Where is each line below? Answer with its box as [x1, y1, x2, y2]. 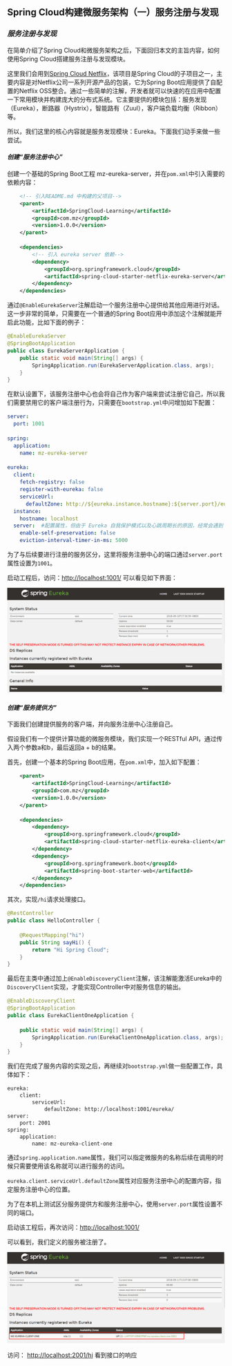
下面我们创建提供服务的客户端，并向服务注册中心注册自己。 [7, 720, 177, 729]
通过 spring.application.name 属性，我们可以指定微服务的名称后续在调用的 [7, 1153, 217, 1162]
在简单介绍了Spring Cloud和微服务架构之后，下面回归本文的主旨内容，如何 [7, 46, 220, 54]
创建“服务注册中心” [7, 153, 64, 161]
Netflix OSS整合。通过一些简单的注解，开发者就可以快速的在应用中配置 [19, 86, 222, 95]
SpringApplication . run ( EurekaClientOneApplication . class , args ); [32, 1034, 224, 1041]
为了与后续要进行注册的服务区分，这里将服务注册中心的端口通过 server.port [7, 550, 223, 559]
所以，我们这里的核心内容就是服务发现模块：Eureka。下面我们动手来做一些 [7, 127, 221, 135]
